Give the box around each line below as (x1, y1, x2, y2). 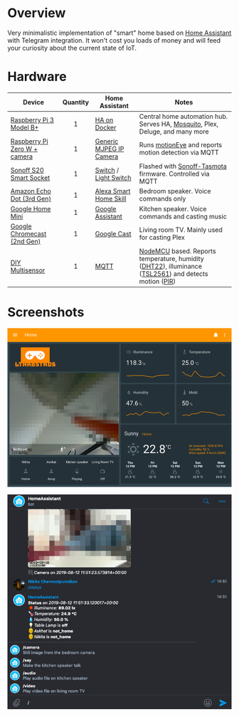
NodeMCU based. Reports (139, 247, 216, 255)
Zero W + (10, 144, 38, 153)
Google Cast (95, 229, 132, 238)
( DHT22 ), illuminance (139, 262, 203, 271)
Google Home (10, 204, 51, 213)
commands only (139, 194, 186, 203)
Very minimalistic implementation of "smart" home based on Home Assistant (7, 28, 232, 37)
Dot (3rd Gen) (10, 194, 52, 203)
